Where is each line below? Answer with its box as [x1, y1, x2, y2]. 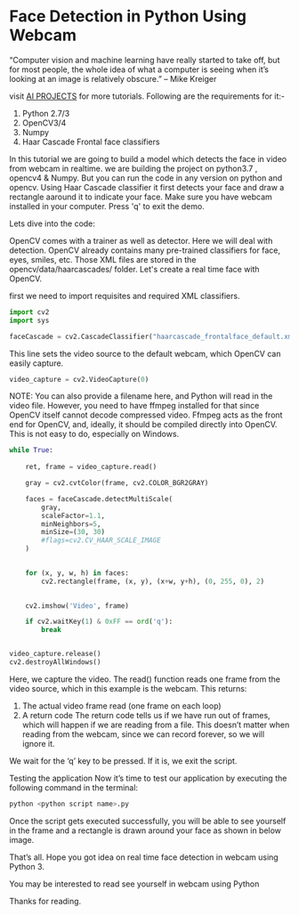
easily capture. [9, 358, 64, 368]
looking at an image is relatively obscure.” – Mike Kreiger [9, 73, 217, 84]
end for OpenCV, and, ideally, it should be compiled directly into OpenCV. [9, 419, 278, 430]
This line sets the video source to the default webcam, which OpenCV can [9, 348, 281, 359]
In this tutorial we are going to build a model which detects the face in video [9, 153, 287, 164]
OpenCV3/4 [21, 117, 67, 128]
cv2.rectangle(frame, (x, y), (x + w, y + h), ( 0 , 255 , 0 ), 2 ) [41, 577, 265, 586]
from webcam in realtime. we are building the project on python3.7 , [9, 163, 258, 174]
